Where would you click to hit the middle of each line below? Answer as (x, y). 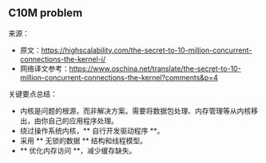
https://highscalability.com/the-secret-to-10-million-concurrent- (147, 50)
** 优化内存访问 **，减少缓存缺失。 (78, 150)
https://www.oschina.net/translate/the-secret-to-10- (155, 68)
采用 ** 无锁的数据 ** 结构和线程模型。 (83, 140)
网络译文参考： (44, 68)
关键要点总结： (33, 94)
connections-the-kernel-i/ (63, 59)
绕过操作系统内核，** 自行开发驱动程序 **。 (92, 130)
